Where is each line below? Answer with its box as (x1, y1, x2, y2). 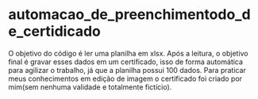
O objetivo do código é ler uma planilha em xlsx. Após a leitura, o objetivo (8, 48, 248, 58)
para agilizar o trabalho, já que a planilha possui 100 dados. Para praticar (8, 65, 246, 74)
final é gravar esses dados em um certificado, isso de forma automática (8, 57, 244, 67)
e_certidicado (8, 22, 102, 40)
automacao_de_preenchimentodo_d (8, 6, 252, 24)
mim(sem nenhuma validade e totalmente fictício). (8, 82, 172, 92)
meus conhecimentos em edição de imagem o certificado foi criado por (8, 74, 243, 83)
